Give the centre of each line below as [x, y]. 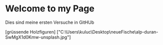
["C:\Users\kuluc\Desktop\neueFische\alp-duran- [107, 32]
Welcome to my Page [50, 9]
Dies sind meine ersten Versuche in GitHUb [50, 22]
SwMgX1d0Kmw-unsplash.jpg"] [38, 37]
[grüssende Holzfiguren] [30, 32]
